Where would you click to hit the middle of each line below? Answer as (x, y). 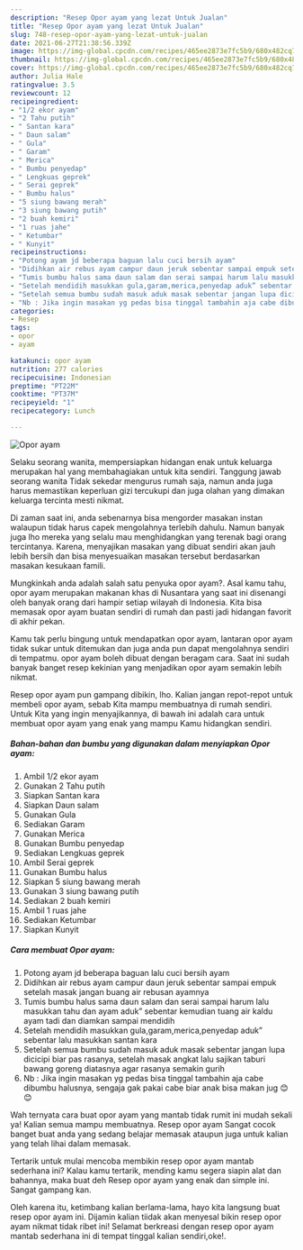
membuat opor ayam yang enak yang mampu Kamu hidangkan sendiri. (141, 723)
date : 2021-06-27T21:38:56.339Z (71, 43)
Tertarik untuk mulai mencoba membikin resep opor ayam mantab (132, 1161)
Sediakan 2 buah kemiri (67, 900)
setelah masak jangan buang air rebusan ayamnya (116, 991)
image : (22, 51)
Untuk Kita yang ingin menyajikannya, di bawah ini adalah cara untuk (138, 714)
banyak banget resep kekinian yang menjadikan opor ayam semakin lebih (146, 667)
